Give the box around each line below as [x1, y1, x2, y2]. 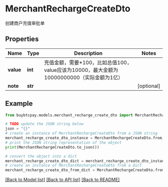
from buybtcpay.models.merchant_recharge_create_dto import [5, 113, 133, 118]
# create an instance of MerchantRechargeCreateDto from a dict [5, 163, 142, 168]
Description [74, 49, 103, 56]
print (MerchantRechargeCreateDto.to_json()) [5, 145, 99, 150]
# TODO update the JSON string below [5, 122, 84, 127]
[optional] [137, 82, 160, 89]
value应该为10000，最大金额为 [44, 66, 118, 73]
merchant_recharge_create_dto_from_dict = [5, 168, 95, 173]
